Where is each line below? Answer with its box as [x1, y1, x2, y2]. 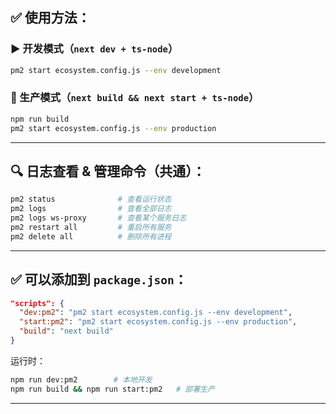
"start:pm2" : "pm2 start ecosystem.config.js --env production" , [19, 317, 298, 327]
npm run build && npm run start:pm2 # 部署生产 [10, 384, 215, 394]
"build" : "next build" [19, 326, 114, 337]
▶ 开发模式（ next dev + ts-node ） [10, 42, 179, 56]
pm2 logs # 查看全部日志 [10, 204, 172, 214]
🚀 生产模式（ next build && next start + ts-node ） [10, 91, 260, 105]
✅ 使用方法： [10, 9, 91, 27]
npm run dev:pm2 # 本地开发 [10, 374, 153, 385]
